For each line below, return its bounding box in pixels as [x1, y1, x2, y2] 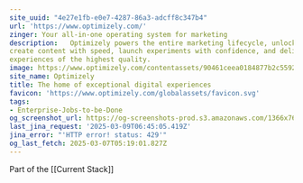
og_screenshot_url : [9, 114, 83, 123]
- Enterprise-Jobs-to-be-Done [9, 105, 124, 114]
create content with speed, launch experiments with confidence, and [9, 47, 277, 56]
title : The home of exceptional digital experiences [9, 80, 212, 89]
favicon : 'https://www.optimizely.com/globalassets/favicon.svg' [9, 88, 260, 97]
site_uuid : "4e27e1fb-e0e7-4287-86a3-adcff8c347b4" [9, 13, 207, 23]
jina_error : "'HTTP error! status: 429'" [9, 131, 168, 140]
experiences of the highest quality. [9, 55, 151, 64]
